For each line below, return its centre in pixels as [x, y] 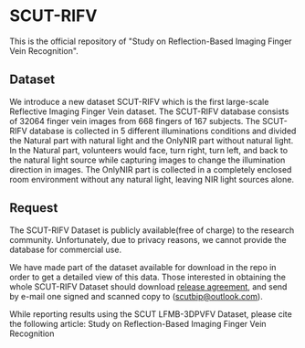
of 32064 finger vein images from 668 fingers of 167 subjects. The [135, 121]
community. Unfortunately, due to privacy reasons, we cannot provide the [148, 239]
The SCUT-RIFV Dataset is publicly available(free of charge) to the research [152, 230]
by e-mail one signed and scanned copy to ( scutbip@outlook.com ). [136, 296]
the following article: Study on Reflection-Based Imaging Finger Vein [138, 323]
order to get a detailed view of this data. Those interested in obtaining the [147, 277]
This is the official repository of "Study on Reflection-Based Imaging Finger [151, 41]
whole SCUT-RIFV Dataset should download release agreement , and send [148, 286]
